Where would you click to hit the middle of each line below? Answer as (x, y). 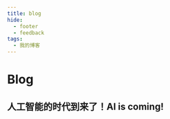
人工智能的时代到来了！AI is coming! (85, 106)
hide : (15, 20)
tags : (15, 39)
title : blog (24, 13)
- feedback (29, 33)
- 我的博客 (27, 45)
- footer (26, 26)
